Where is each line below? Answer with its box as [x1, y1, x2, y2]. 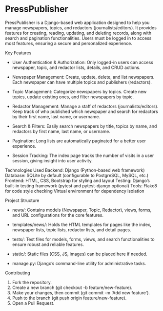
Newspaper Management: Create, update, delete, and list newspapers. [12, 74, 155, 80]
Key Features [5, 50, 32, 56]
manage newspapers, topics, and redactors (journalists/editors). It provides [5, 24, 157, 30]
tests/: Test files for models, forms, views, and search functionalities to [12, 236, 155, 242]
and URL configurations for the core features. [12, 212, 104, 218]
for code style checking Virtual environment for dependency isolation [5, 188, 145, 194]
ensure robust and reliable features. [12, 241, 84, 247]
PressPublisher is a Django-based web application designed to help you [5, 20, 150, 25]
